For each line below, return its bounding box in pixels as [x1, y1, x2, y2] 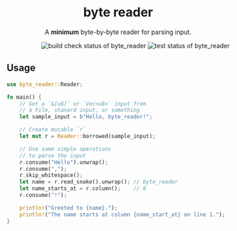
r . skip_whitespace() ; [19, 171, 83, 179]
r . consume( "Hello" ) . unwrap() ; [19, 159, 109, 166]
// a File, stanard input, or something [19, 107, 140, 114]
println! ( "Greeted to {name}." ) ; [19, 204, 118, 211]
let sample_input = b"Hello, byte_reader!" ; [19, 113, 153, 120]
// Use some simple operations [19, 145, 112, 152]
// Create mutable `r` [19, 126, 86, 133]
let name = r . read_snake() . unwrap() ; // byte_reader [19, 179, 178, 186]
